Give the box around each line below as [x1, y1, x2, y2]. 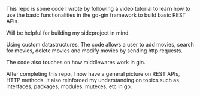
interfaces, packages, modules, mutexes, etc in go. [6, 83, 132, 90]
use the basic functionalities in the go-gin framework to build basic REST [6, 11, 186, 18]
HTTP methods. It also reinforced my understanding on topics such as [6, 77, 180, 83]
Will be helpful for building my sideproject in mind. [6, 29, 131, 36]
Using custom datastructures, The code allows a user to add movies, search [6, 41, 195, 48]
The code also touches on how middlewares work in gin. [6, 59, 146, 66]
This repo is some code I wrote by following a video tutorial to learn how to [6, 5, 190, 12]
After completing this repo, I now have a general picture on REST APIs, [6, 70, 180, 77]
